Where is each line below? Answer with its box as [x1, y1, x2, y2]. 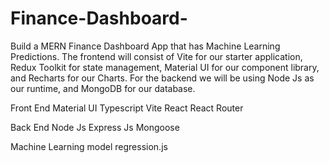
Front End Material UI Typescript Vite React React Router [10, 102, 244, 114]
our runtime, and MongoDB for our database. [10, 82, 196, 94]
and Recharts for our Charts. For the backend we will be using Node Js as [10, 72, 315, 84]
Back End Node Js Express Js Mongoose [10, 121, 180, 133]
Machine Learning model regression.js [10, 140, 168, 152]
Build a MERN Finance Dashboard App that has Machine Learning [10, 40, 281, 52]
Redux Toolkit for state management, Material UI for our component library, [10, 61, 320, 73]
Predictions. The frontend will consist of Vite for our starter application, [10, 50, 303, 62]
